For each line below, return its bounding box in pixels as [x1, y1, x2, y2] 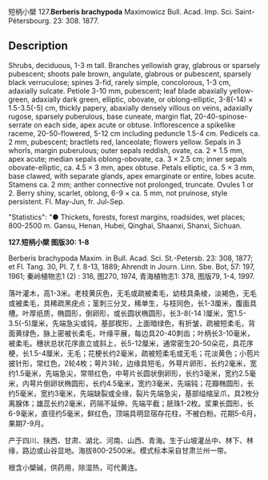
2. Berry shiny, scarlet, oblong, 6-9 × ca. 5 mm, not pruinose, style [8, 188, 228, 198]
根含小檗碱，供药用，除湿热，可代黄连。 [8, 462, 142, 472]
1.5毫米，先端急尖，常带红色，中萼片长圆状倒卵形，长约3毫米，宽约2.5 [14, 368, 250, 378]
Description [8, 39, 68, 53]
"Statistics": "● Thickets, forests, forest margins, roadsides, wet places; [8, 212, 246, 222]
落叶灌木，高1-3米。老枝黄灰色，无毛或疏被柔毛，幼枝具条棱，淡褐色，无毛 [8, 288, 258, 298]
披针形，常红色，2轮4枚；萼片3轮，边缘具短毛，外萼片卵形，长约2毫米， [8, 358, 250, 368]
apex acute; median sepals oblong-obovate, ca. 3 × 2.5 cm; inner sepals [8, 154, 247, 163]
